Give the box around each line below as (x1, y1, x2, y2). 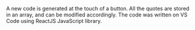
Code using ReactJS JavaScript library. (6, 18, 102, 24)
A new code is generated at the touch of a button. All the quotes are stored (6, 5, 190, 12)
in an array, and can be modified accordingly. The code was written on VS (6, 11, 188, 18)
